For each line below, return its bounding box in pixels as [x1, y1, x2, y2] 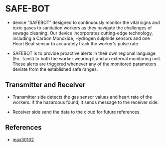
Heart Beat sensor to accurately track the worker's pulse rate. [12, 40, 140, 46]
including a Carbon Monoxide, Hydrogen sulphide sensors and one [12, 35, 151, 41]
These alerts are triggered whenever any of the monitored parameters [12, 61, 157, 67]
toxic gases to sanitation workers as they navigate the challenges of [12, 24, 152, 30]
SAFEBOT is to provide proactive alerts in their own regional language [12, 50, 156, 56]
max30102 [12, 137, 34, 143]
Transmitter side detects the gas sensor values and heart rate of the [12, 94, 153, 100]
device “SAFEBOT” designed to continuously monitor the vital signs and [12, 19, 161, 25]
